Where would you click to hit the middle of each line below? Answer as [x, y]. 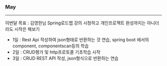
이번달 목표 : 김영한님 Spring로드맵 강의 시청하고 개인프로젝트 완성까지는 [76, 23]
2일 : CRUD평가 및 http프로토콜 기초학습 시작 [56, 52]
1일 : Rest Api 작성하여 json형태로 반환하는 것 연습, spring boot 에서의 [81, 40]
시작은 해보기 [27, 29]
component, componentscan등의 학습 [50, 46]
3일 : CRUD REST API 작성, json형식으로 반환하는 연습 [65, 59]
